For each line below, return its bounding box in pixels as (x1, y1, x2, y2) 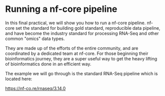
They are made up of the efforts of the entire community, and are (5, 45, 138, 51)
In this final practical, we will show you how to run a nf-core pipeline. (5, 20, 146, 26)
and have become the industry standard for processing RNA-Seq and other (5, 30, 159, 36)
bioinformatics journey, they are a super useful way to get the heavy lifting (5, 55, 158, 61)
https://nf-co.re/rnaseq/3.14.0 (5, 85, 66, 91)
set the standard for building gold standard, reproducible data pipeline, (15, 25, 161, 31)
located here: (5, 76, 32, 82)
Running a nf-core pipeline (5, 3, 118, 15)
